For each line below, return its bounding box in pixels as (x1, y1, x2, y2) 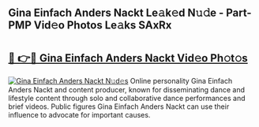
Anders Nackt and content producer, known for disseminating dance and (8, 85, 246, 94)
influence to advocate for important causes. (8, 110, 151, 119)
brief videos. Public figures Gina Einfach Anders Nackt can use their (8, 102, 230, 111)
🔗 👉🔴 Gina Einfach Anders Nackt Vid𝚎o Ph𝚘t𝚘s (8, 51, 249, 65)
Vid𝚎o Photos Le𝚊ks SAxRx (33, 19, 172, 32)
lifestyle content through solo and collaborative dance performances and (8, 94, 246, 103)
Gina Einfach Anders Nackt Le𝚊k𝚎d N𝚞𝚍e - (8, 6, 224, 20)
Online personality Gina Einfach (129, 77, 233, 85)
